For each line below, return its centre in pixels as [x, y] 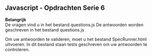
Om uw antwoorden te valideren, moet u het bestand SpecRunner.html [76, 39]
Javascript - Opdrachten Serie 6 [55, 8]
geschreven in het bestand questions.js [45, 30]
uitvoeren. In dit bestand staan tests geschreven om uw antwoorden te [76, 44]
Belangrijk [16, 19]
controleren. [17, 49]
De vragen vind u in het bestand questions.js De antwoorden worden [74, 25]
